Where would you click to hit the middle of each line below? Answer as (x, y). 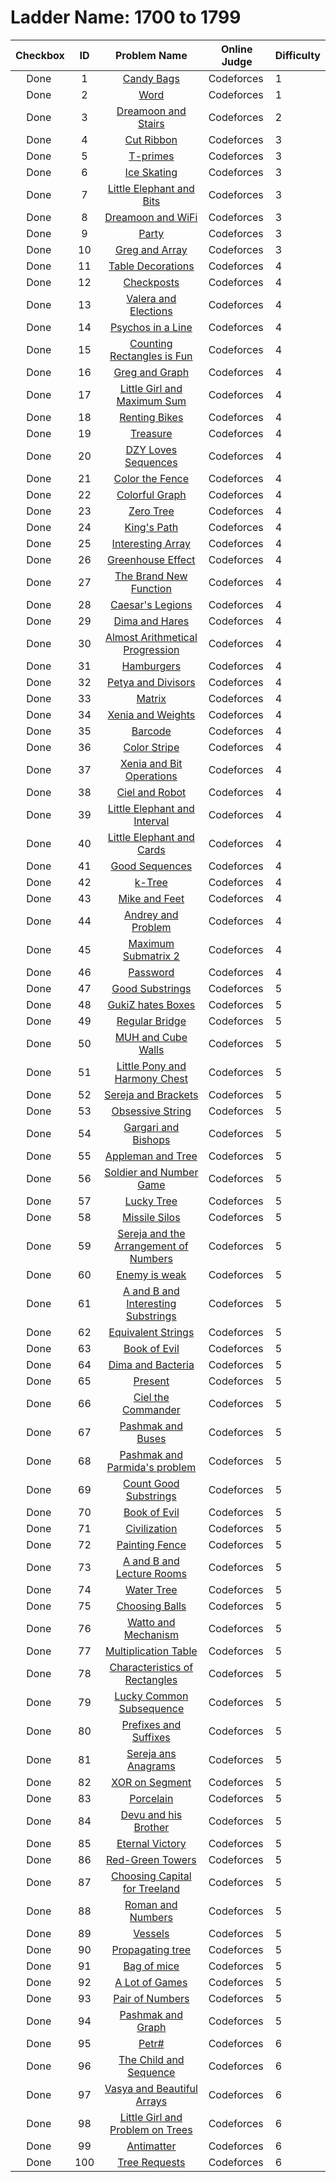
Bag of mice (151, 1966)
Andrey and (151, 914)
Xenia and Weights (151, 714)
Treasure (151, 433)
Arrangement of (151, 1246)
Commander (151, 1409)
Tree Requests (151, 2162)
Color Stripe (151, 747)
